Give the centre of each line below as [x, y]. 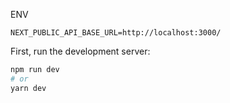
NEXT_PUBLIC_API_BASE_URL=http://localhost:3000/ [116, 33]
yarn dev [28, 88]
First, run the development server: [80, 51]
